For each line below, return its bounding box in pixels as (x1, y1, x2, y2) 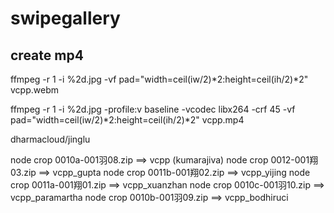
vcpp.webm (10, 84, 59, 96)
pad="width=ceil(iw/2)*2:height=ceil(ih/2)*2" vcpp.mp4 (10, 114, 245, 126)
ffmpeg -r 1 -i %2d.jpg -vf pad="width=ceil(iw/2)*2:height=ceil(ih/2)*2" (10, 73, 309, 85)
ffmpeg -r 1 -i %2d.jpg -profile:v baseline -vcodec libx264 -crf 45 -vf (10, 103, 296, 115)
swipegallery (10, 7, 121, 30)
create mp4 (10, 47, 84, 64)
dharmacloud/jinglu (10, 133, 91, 145)
